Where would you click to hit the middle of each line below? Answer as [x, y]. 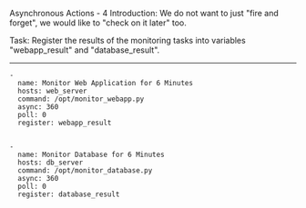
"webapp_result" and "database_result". [85, 50]
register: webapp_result [65, 123]
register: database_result [69, 194]
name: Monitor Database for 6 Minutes [92, 154]
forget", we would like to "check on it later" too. [98, 23]
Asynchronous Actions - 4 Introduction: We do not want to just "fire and [144, 13]
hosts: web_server [53, 91]
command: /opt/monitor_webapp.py [81, 99]
